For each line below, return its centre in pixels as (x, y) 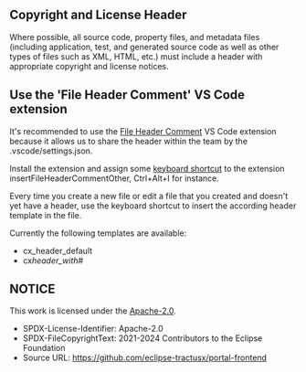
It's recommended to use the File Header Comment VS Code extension (143, 131)
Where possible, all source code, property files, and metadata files (135, 37)
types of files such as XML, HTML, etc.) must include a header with (136, 56)
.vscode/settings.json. (51, 151)
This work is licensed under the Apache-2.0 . (93, 311)
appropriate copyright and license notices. (89, 66)
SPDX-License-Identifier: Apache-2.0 (93, 329)
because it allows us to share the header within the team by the (129, 141)
